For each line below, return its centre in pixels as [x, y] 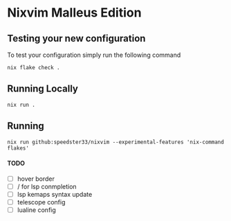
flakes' [18, 148]
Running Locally [43, 89]
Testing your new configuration [76, 38]
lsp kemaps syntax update [55, 194]
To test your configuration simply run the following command [94, 55]
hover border [36, 179]
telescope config [41, 202]
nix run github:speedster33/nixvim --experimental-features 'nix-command [116, 142]
